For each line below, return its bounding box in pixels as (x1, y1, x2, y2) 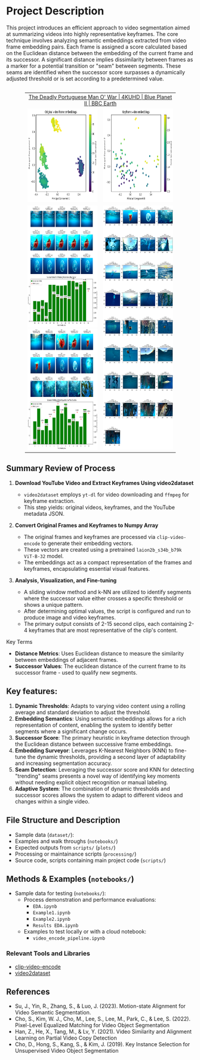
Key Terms (6, 638, 33, 645)
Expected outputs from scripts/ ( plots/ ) (14, 844, 116, 851)
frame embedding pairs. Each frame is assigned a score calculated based (6, 43, 187, 50)
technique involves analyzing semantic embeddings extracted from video (6, 37, 187, 44)
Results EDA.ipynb (32, 923, 79, 929)
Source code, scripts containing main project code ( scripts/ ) (14, 856, 166, 864)
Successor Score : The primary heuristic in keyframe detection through (14, 734, 190, 741)
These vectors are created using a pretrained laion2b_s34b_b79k (23, 546, 182, 553)
